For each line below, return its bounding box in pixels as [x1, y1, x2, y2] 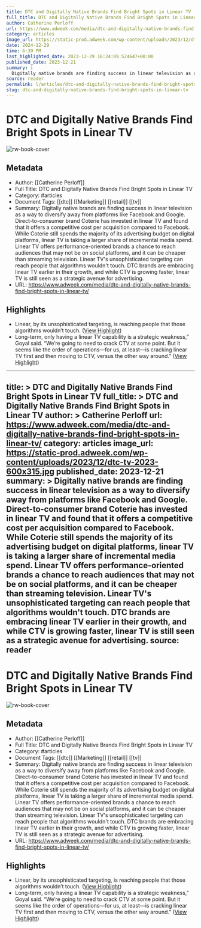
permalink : [6, 82, 33, 88]
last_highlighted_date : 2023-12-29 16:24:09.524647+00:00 [6, 53, 154, 59]
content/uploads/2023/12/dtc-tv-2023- [6, 457, 159, 467]
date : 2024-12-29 [6, 43, 50, 49]
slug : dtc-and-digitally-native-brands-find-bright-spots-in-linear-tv [6, 87, 188, 93]
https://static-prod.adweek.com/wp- [6, 447, 148, 458]
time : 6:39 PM [6, 48, 42, 54]
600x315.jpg [6, 466, 55, 476]
